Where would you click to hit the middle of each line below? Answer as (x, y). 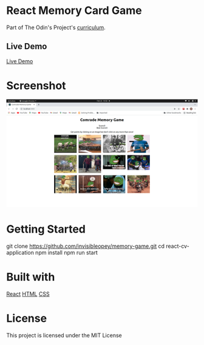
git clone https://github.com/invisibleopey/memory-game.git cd (86, 246)
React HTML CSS (28, 294)
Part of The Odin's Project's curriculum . (56, 27)
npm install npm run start (67, 253)
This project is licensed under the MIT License (64, 335)
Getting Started (46, 229)
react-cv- (178, 246)
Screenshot (36, 85)
